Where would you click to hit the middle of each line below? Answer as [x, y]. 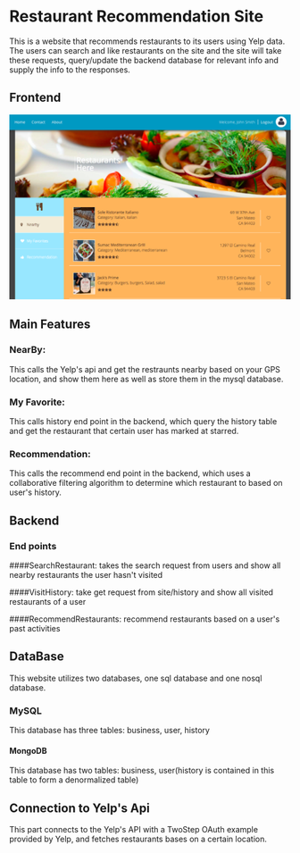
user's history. [36, 492]
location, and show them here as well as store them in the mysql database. [146, 379]
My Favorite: [37, 402]
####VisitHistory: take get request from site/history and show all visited [142, 592]
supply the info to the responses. [70, 70]
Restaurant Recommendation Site [137, 17]
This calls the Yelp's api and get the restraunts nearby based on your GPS [145, 369]
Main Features [50, 325]
